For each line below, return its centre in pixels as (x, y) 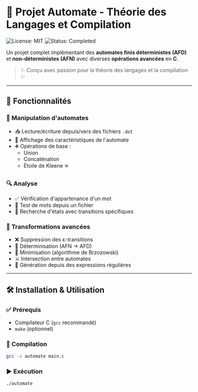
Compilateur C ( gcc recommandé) (55, 322)
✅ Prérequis (24, 309)
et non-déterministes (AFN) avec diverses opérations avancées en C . (92, 58)
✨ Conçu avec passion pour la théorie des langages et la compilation (104, 70)
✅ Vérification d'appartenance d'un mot (63, 198)
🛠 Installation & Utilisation (55, 290)
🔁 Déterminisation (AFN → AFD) (53, 246)
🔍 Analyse (22, 184)
